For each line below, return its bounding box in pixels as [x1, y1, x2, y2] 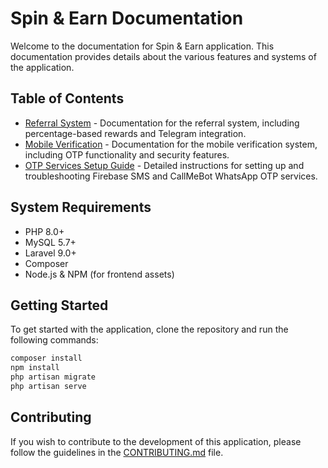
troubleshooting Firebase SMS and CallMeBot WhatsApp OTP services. [24, 170, 318, 182]
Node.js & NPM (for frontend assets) [24, 268, 175, 280]
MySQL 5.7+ [24, 236, 77, 248]
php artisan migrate [10, 372, 97, 382]
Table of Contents [10, 90, 125, 107]
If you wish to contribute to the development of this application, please [10, 435, 302, 447]
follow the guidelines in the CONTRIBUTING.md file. [10, 446, 224, 458]
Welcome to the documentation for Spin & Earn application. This [10, 40, 275, 52]
